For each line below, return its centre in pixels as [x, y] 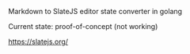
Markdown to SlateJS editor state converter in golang [95, 11]
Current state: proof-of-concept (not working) [83, 26]
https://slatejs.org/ [38, 41]
